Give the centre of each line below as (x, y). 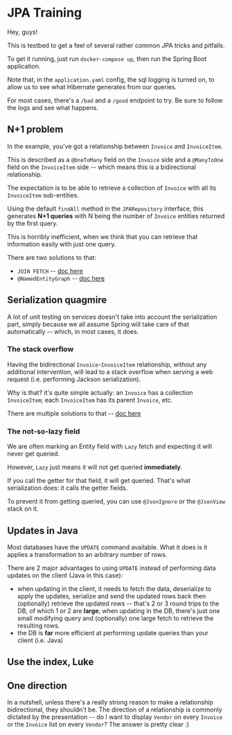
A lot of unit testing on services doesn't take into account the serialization (112, 317)
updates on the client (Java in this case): (65, 575)
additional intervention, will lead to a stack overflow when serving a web (110, 371)
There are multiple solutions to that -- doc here (74, 413)
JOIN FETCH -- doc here (50, 271)
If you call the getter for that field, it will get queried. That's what (99, 481)
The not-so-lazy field (44, 431)
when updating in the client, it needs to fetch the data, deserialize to (114, 588)
